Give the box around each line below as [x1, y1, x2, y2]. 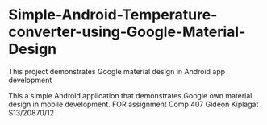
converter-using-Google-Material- [8, 23, 246, 41]
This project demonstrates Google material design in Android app [8, 66, 226, 76]
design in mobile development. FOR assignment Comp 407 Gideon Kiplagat [8, 99, 259, 109]
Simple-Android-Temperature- [8, 6, 218, 24]
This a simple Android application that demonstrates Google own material [8, 90, 252, 100]
